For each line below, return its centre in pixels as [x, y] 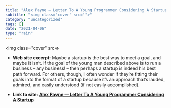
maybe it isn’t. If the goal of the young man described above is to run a [87, 63]
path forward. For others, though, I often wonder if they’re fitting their [85, 74]
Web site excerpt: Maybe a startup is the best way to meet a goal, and [87, 58]
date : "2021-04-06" [26, 29]
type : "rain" [19, 33]
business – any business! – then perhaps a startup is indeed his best [84, 68]
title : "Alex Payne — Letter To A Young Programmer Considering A [77, 10]
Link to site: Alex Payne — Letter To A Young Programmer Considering [88, 95]
